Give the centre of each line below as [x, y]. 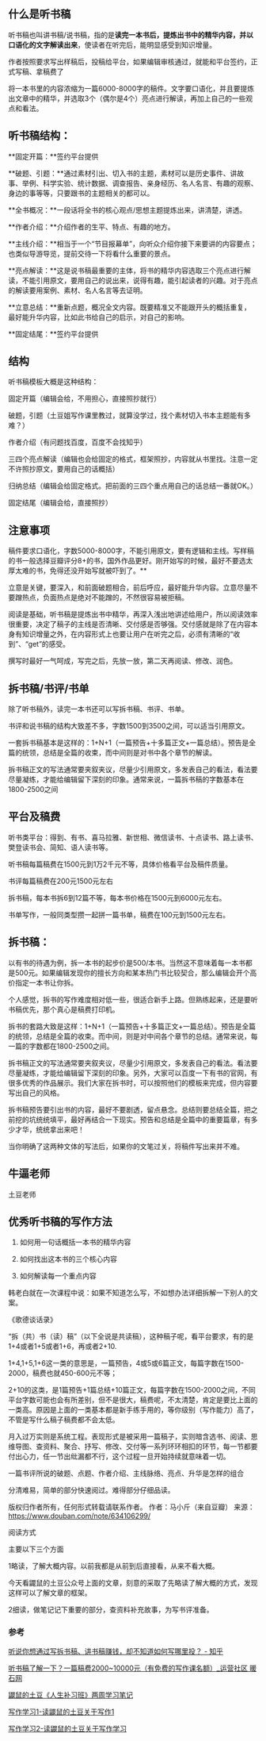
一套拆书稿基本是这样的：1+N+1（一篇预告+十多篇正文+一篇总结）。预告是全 [132, 743]
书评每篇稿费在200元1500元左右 [61, 881]
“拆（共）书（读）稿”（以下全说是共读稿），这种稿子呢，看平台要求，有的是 [131, 1336]
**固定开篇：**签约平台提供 [53, 156]
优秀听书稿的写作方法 [60, 1222]
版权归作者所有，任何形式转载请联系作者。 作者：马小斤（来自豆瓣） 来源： [131, 1507]
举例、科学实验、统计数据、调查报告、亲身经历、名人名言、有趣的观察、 [140, 183]
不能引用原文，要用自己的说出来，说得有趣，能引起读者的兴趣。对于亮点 [140, 280]
